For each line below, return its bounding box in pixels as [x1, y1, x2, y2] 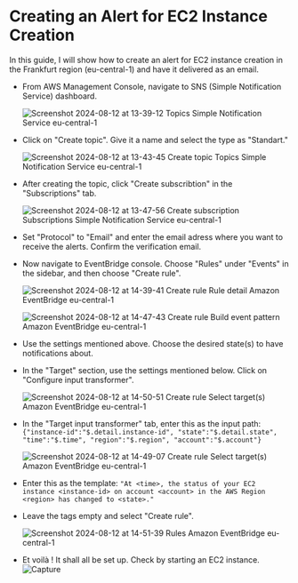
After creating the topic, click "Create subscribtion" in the [21, 178, 233, 188]
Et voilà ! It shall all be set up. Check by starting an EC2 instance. [21, 554, 260, 565]
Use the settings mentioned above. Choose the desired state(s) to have [21, 338, 284, 348]
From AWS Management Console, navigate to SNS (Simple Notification [21, 81, 282, 92]
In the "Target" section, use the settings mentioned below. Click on [21, 364, 268, 375]
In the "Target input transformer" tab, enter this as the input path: [21, 418, 262, 428]
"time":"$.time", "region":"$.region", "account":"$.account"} [21, 435, 262, 444]
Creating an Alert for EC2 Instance [9, 6, 269, 27]
